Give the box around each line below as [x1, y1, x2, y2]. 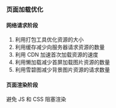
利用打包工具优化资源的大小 [14, 36, 84, 43]
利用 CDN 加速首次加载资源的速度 [14, 51, 99, 59]
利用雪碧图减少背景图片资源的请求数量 [14, 66, 110, 74]
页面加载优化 [6, 5, 44, 13]
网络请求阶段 [6, 21, 38, 28]
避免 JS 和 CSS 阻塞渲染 [6, 95, 66, 103]
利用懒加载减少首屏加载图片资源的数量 [14, 59, 110, 66]
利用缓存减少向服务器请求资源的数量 [14, 43, 105, 51]
